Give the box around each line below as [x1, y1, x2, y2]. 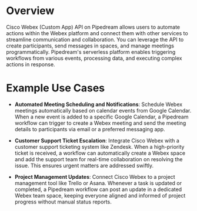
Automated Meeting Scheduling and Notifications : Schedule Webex [14, 101, 183, 108]
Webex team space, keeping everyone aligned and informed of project [14, 192, 186, 199]
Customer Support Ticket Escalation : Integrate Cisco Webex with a [14, 137, 179, 144]
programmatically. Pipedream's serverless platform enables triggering [6, 48, 176, 55]
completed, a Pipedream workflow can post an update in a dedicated [14, 186, 182, 193]
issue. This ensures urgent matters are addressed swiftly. [14, 162, 154, 169]
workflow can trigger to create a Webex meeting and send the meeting [14, 119, 186, 127]
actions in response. [6, 60, 55, 68]
